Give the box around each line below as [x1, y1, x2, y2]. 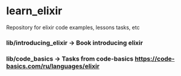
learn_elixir [6, 4, 63, 18]
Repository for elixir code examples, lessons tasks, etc [6, 24, 140, 31]
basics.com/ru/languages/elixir [6, 62, 100, 70]
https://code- [135, 55, 175, 63]
